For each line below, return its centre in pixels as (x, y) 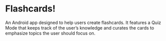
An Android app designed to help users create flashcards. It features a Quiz (83, 22)
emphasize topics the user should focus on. (50, 33)
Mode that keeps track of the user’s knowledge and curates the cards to (80, 27)
